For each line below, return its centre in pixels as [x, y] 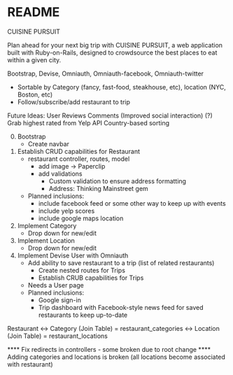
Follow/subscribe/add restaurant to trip [74, 101]
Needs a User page [56, 285]
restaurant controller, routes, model [79, 159]
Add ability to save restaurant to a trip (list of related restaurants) [121, 262]
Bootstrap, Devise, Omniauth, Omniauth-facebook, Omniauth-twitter [106, 73]
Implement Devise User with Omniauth [73, 255]
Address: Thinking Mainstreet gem [98, 188]
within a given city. [34, 59]
